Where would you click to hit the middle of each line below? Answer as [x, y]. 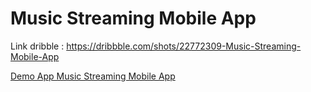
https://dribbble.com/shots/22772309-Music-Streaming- [184, 46]
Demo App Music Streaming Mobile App [93, 76]
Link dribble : [37, 46]
